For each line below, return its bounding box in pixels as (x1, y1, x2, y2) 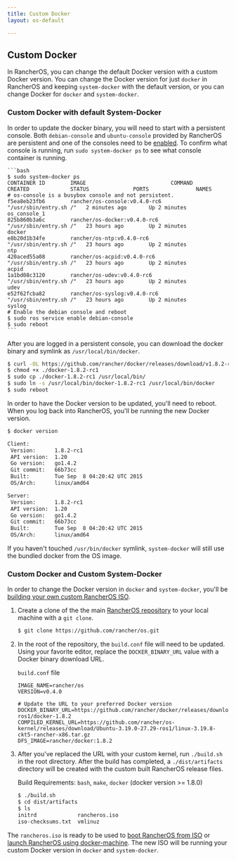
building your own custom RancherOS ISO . (7, 593, 131, 601)
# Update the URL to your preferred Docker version (17, 701, 172, 708)
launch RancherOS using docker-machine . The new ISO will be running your (7, 838, 228, 847)
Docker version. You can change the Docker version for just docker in (7, 75, 208, 84)
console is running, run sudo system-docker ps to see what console (7, 145, 202, 155)
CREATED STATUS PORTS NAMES (7, 186, 212, 193)
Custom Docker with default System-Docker (7, 108, 162, 117)
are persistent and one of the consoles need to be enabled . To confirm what (7, 138, 228, 147)
